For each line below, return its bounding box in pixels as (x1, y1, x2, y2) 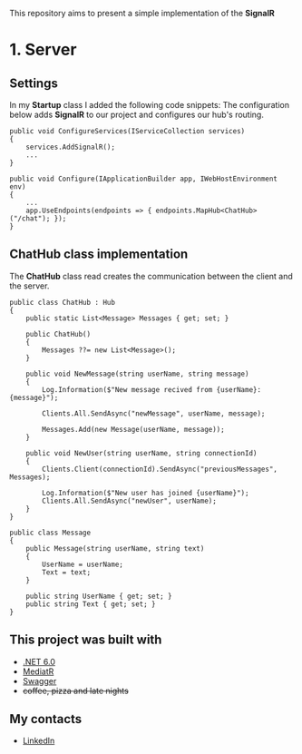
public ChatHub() (25, 329, 92, 338)
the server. (9, 280, 50, 291)
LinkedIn (22, 735, 55, 747)
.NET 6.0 (22, 656, 56, 667)
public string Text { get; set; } (25, 599, 156, 609)
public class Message (9, 528, 92, 537)
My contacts (9, 711, 83, 727)
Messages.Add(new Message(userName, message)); (42, 425, 225, 434)
